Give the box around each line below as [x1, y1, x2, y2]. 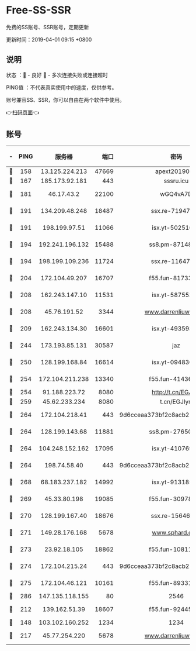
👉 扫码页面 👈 [6, 109, 40, 116]
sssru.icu [163, 177, 189, 185]
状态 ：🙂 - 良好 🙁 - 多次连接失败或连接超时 [6, 71, 108, 78]
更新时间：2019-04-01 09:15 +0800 [6, 36, 92, 43]
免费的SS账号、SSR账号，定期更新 [6, 23, 89, 30]
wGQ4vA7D [160, 190, 192, 198]
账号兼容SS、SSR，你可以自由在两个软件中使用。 [6, 96, 125, 103]
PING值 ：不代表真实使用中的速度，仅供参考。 [6, 84, 117, 91]
